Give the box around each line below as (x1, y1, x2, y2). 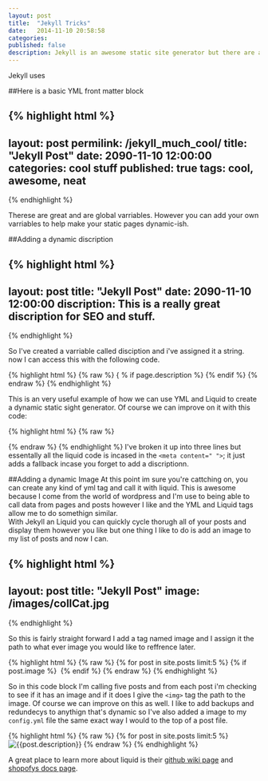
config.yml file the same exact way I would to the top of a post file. (8, 716, 228, 725)
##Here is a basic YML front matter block (8, 86, 144, 96)
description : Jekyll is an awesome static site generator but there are (8, 49, 255, 57)
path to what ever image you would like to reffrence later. (8, 642, 196, 652)
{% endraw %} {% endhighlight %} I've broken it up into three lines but (8, 442, 242, 452)
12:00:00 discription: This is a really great (8, 297, 221, 311)
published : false (8, 42, 66, 50)
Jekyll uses (8, 71, 45, 80)
